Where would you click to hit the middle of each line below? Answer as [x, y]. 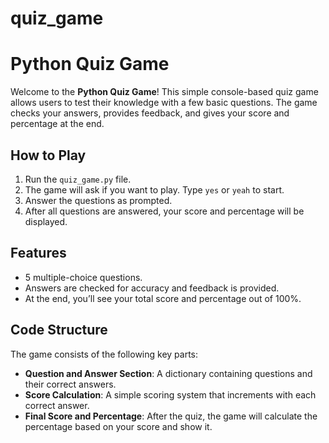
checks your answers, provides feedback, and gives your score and [150, 113]
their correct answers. [70, 384]
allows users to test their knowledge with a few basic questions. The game [164, 103]
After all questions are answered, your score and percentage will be [164, 211]
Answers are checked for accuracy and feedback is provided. [152, 288]
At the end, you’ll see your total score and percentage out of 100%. [163, 298]
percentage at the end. [57, 124]
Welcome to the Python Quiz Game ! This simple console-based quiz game [164, 92]
